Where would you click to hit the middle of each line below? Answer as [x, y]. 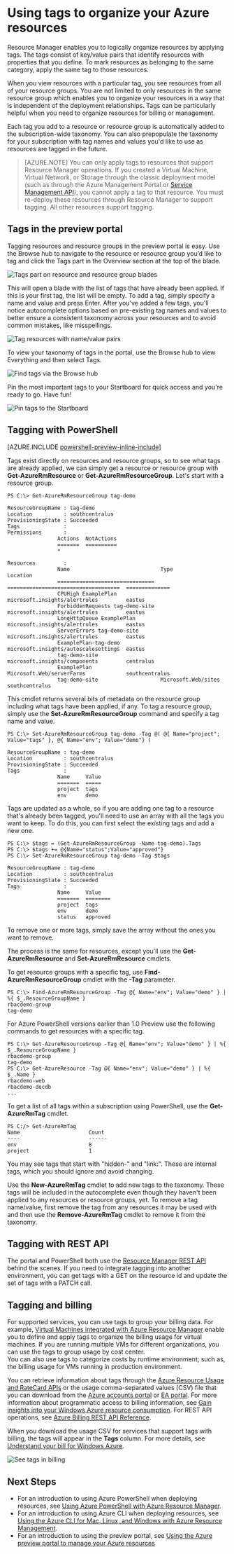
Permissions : [37, 532]
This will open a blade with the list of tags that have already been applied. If [116, 288]
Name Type [115, 569]
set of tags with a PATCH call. [50, 1283]
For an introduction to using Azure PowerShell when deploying [107, 1498]
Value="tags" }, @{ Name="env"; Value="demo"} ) [79, 740]
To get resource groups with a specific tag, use [75, 972]
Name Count [56, 1132]
